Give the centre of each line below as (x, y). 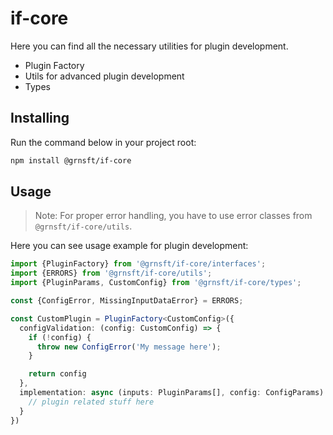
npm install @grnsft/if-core (71, 160)
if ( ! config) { (60, 337)
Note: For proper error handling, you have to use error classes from (173, 216)
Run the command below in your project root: (103, 142)
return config (57, 374)
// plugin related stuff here (91, 402)
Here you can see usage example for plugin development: (129, 246)
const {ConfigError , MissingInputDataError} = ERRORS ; (127, 301)
